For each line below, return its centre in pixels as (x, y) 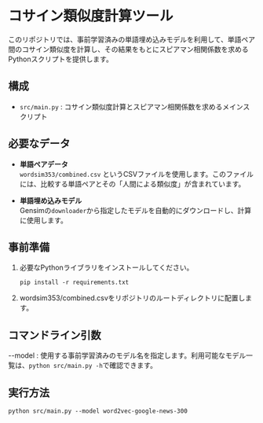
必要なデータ (39, 143)
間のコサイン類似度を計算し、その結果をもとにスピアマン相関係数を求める (128, 49)
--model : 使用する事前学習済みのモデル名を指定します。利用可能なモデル (127, 355)
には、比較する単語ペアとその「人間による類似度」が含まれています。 (132, 184)
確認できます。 (133, 366)
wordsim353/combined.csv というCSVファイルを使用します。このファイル (136, 174)
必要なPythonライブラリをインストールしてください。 (106, 267)
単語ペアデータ (44, 164)
